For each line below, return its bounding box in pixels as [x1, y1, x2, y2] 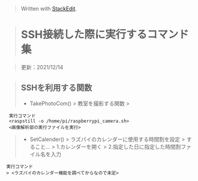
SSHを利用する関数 [20, 83, 92, 93]
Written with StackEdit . [20, 5, 78, 12]
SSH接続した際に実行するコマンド [20, 28, 189, 41]
